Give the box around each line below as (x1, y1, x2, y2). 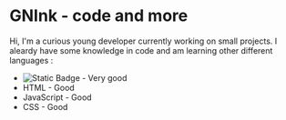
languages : (9, 55, 54, 65)
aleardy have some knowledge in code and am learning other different (9, 45, 273, 55)
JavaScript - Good (22, 92, 93, 103)
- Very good (81, 72, 128, 83)
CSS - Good (22, 101, 68, 112)
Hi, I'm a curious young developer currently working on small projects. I (9, 35, 278, 46)
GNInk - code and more (9, 5, 189, 26)
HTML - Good (22, 82, 75, 93)
